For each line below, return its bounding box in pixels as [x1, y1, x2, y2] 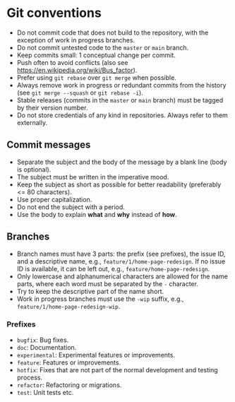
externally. [16, 118, 47, 126]
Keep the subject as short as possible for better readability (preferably [16, 180, 222, 189]
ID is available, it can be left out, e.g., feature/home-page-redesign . [16, 264, 210, 273]
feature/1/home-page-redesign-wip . [16, 302, 121, 310]
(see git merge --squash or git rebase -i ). [16, 88, 144, 97]
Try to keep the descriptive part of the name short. [16, 287, 164, 295]
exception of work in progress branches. [16, 35, 135, 44]
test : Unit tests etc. [16, 388, 74, 396]
